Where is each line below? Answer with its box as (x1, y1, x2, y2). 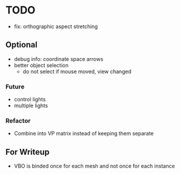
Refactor (5, 117, 31, 125)
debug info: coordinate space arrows (13, 55, 104, 62)
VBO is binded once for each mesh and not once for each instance (13, 162, 175, 170)
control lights (13, 96, 46, 103)
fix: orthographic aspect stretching (13, 23, 98, 30)
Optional (5, 40, 37, 50)
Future (5, 83, 25, 91)
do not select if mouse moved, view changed (22, 68, 132, 75)
